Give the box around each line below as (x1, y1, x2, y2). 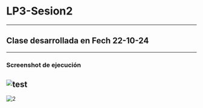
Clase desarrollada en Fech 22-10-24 (6, 36, 149, 46)
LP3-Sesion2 (6, 4, 73, 18)
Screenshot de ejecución (6, 60, 82, 69)
